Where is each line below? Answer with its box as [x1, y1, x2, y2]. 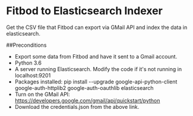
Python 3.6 [14, 59, 42, 66]
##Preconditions [6, 41, 47, 49]
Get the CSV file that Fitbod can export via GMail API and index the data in [6, 24, 188, 31]
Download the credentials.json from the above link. [14, 103, 140, 110]
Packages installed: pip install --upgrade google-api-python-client [14, 78, 178, 85]
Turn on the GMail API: [14, 91, 70, 98]
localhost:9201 [14, 72, 51, 79]
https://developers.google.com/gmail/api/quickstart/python [14, 96, 160, 104]
